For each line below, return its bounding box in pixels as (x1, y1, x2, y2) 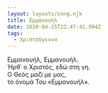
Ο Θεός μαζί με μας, (7, 71, 66, 79)
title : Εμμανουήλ (7, 17, 58, 24)
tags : (7, 29, 23, 37)
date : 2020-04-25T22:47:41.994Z (7, 23, 101, 30)
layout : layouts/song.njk (7, 10, 82, 17)
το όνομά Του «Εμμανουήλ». (7, 78, 90, 86)
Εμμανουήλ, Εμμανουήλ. (7, 55, 79, 64)
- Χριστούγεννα (13, 36, 58, 43)
